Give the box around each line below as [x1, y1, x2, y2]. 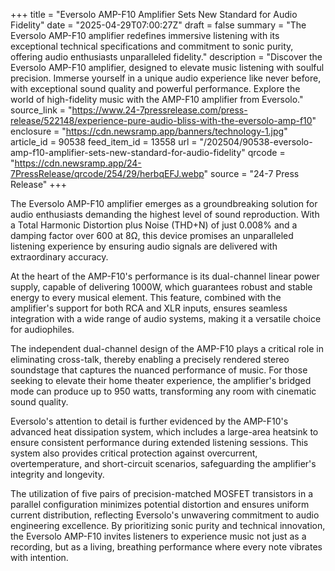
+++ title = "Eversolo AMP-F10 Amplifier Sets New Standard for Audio [10, 9, 298, 20]
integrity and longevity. [10, 469, 105, 480]
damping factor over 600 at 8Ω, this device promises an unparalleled [10, 230, 294, 241]
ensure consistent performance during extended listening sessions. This [10, 437, 309, 448]
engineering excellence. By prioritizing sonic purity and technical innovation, [10, 520, 326, 531]
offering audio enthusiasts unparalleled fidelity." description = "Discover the [10, 51, 323, 63]
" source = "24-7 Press [203, 168, 300, 179]
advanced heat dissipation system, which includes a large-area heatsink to [10, 426, 319, 438]
